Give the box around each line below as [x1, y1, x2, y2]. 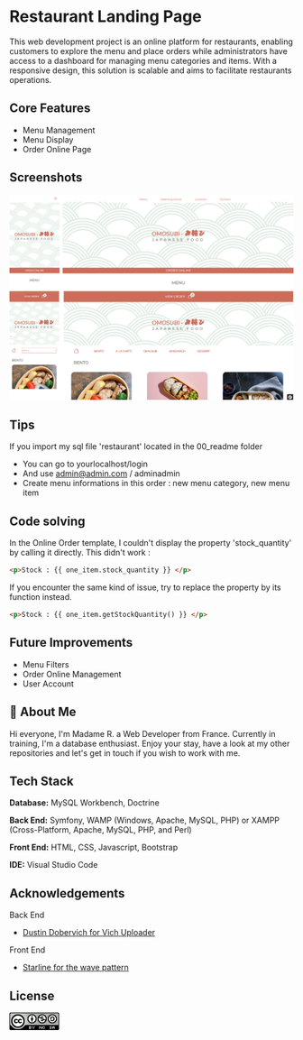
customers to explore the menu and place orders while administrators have [9, 45, 289, 56]
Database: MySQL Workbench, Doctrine [9, 797, 160, 808]
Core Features [9, 101, 91, 116]
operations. [9, 74, 52, 85]
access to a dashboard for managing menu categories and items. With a [9, 55, 278, 66]
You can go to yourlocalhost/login [22, 458, 149, 470]
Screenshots [9, 170, 83, 186]
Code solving [9, 513, 86, 529]
